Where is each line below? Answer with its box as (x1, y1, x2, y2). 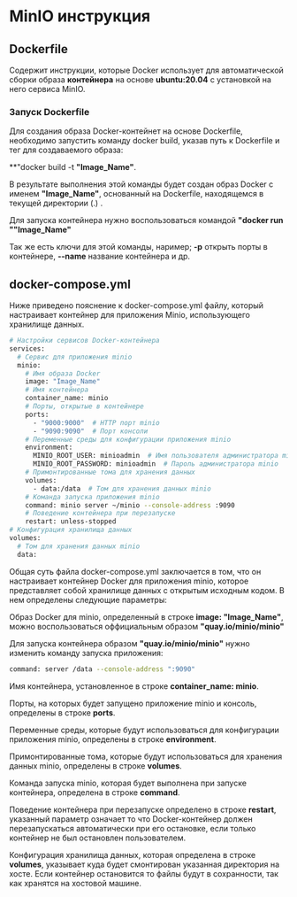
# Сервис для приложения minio (17, 352, 133, 361)
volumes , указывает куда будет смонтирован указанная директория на (9, 859, 280, 870)
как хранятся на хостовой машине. (9, 878, 141, 888)
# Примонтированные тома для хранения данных (25, 468, 196, 477)
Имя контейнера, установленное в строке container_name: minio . (9, 680, 259, 692)
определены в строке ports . (9, 707, 116, 718)
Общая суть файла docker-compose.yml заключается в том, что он (9, 566, 262, 576)
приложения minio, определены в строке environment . (9, 733, 217, 745)
